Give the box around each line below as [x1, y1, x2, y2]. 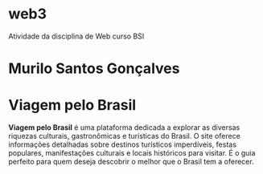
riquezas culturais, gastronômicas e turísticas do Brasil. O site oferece [8, 132, 241, 141]
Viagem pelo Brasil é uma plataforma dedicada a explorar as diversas [8, 123, 240, 132]
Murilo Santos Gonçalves [8, 59, 180, 78]
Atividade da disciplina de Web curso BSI [8, 31, 145, 41]
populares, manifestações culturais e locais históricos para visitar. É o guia [8, 148, 256, 158]
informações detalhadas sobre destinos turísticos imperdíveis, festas [8, 140, 237, 149]
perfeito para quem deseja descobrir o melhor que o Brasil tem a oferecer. [8, 157, 255, 167]
